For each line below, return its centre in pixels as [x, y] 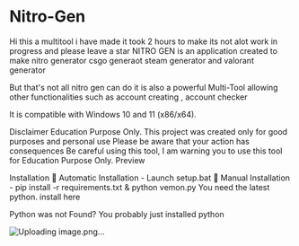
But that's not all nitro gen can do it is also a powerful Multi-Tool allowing [144, 87]
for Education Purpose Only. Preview [77, 160]
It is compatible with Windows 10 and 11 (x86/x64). [103, 114]
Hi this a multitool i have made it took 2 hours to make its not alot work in [144, 41]
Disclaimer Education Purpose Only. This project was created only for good [149, 131]
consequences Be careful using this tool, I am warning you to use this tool [146, 151]
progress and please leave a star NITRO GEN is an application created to [144, 50]
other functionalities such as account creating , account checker [128, 97]
